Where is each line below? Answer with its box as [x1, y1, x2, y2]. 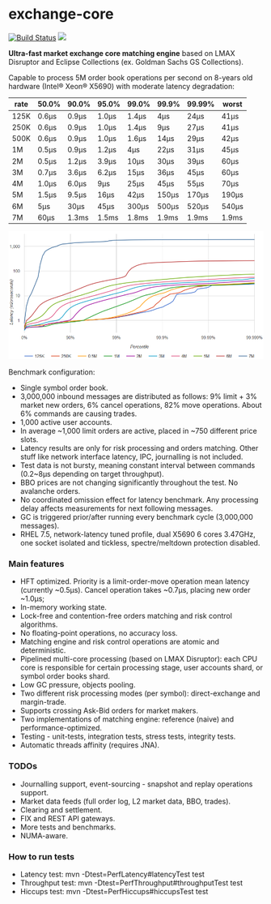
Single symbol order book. [19, 383, 108, 392]
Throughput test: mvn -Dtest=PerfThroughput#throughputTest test [19, 877, 243, 888]
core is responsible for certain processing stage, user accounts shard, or [19, 662, 263, 673]
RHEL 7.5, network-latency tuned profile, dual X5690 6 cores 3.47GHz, [19, 529, 256, 539]
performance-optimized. [19, 723, 103, 733]
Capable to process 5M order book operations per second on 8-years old [8, 72, 253, 82]
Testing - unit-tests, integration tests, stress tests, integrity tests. [19, 731, 236, 742]
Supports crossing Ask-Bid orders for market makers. [19, 706, 198, 716]
